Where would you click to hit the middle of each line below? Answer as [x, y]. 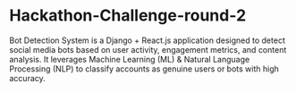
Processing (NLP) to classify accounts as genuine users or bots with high [144, 69]
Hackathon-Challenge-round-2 [128, 16]
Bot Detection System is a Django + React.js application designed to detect [148, 40]
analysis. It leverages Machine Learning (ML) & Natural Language [130, 59]
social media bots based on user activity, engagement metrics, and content [148, 49]
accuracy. [28, 78]
